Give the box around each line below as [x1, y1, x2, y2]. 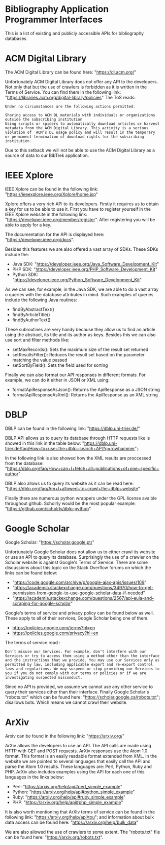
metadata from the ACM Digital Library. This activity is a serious [5, 125, 149, 130]
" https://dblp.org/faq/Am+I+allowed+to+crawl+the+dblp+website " [5, 485, 140, 492]
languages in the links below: [5, 774, 64, 780]
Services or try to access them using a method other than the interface [5, 653, 160, 658]
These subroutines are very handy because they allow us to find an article [5, 326, 156, 332]
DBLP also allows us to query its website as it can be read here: [5, 480, 134, 486]
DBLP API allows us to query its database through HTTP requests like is [5, 435, 150, 441]
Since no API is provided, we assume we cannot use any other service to [5, 684, 153, 690]
